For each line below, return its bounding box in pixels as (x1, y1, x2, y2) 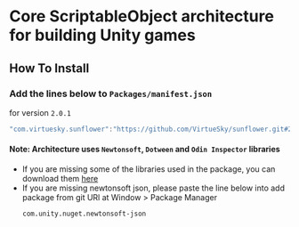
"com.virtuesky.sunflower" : (9, 125, 114, 134)
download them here (21, 173, 99, 183)
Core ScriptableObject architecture (9, 6, 274, 27)
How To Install (9, 61, 90, 76)
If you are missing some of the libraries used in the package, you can (21, 163, 276, 174)
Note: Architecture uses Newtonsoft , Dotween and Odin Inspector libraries (9, 144, 280, 155)
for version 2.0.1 (9, 107, 71, 118)
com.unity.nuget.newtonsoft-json (21, 209, 147, 218)
